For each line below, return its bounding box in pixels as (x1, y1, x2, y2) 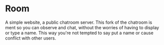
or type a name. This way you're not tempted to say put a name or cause (5, 30, 154, 36)
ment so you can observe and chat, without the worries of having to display (5, 24, 160, 30)
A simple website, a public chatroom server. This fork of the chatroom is (5, 19, 153, 25)
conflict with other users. (5, 35, 56, 41)
